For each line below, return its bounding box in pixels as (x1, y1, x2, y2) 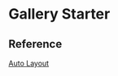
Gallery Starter (8, 5, 111, 23)
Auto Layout (8, 58, 50, 68)
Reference (8, 37, 63, 51)
